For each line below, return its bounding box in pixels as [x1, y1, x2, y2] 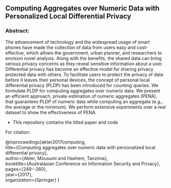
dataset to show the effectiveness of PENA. [5, 109, 97, 115]
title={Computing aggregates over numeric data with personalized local [5, 144, 156, 150]
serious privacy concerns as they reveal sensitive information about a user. [5, 61, 163, 67]
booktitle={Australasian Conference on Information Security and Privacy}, [5, 160, 161, 167]
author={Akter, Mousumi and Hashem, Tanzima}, [5, 155, 108, 161]
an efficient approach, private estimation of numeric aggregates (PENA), [5, 93, 157, 99]
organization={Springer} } [5, 177, 60, 183]
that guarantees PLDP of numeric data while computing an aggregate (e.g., [5, 98, 163, 104]
